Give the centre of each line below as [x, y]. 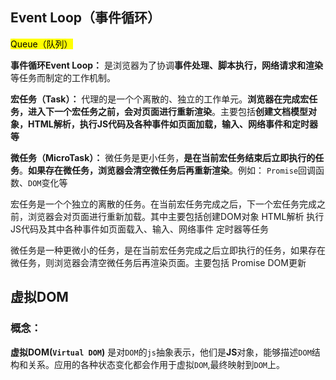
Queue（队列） [41, 44]
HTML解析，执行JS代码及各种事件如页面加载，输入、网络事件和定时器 [173, 124]
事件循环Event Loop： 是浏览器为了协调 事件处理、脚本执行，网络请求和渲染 [166, 65]
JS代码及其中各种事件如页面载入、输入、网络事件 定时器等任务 [139, 229]
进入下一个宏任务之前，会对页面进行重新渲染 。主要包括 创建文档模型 [167, 111]
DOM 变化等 [48, 182]
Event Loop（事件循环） [86, 18]
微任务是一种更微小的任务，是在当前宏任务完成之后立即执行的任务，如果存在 [168, 250]
